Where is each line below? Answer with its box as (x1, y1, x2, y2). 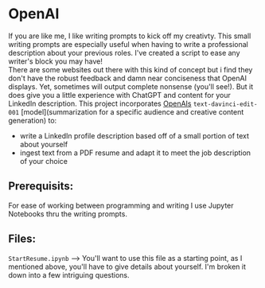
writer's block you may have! (8, 56, 103, 66)
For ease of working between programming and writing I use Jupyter (8, 200, 234, 210)
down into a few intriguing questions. (8, 270, 130, 279)
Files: (8, 232, 36, 246)
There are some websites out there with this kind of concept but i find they (8, 64, 253, 74)
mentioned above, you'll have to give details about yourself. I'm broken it (8, 262, 247, 271)
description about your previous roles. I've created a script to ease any (8, 48, 240, 57)
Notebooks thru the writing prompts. (8, 208, 127, 219)
